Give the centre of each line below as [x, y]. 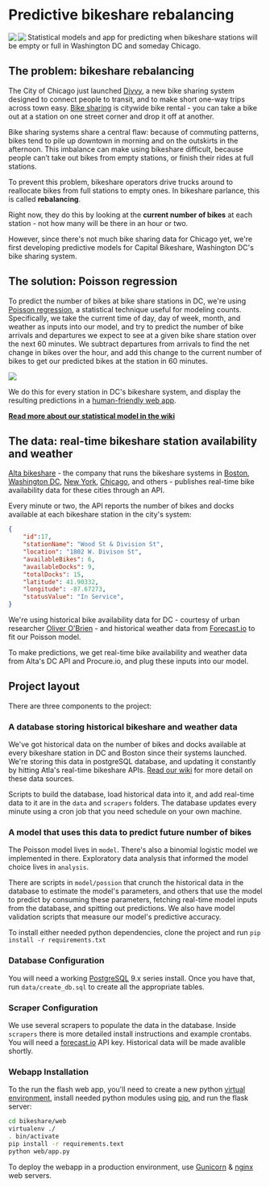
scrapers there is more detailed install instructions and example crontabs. [130, 1034]
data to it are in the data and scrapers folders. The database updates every [133, 803]
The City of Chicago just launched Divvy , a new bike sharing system [122, 90]
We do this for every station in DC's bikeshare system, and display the [125, 391]
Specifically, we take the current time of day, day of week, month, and [125, 318]
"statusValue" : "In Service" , [74, 597]
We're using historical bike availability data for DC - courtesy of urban [124, 620]
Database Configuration [56, 960]
